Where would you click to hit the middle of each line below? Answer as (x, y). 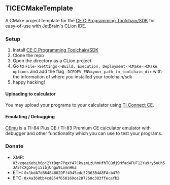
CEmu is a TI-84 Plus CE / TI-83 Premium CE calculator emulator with (78, 128)
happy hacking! (29, 82)
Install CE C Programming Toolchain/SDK (56, 50)
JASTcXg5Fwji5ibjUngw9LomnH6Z (45, 167)
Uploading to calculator (30, 94)
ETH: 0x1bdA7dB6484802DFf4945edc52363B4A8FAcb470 (66, 172)
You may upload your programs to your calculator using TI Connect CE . (80, 105)
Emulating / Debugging (30, 116)
